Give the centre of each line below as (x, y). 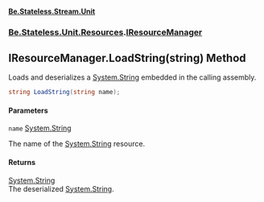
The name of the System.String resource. (77, 144)
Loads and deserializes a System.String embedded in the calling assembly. (132, 77)
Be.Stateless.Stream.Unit (52, 11)
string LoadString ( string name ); (64, 93)
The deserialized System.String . (61, 188)
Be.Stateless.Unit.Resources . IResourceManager (105, 32)
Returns (22, 162)
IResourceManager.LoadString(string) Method (128, 58)
